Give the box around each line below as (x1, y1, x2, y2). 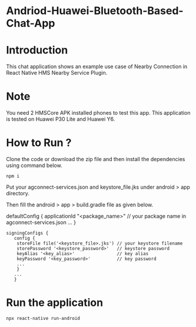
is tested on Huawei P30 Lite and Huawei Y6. (6, 116, 115, 123)
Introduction (6, 44, 68, 57)
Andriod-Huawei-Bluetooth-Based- (6, 4, 184, 18)
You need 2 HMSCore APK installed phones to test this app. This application (6, 109, 191, 116)
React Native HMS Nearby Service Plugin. (6, 69, 108, 76)
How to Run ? (6, 136, 72, 149)
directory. (6, 190, 29, 196)
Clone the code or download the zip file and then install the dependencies (6, 156, 185, 162)
